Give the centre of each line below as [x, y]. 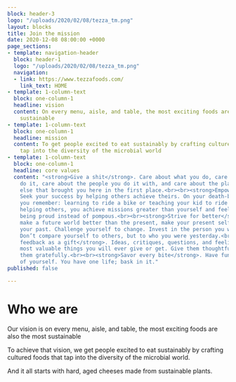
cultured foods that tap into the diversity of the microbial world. [99, 357]
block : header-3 [31, 14]
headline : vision [39, 105]
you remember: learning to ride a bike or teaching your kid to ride [124, 203]
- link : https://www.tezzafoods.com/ [69, 79]
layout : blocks [29, 27]
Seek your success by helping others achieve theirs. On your [113, 197]
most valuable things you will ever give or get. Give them [110, 249]
